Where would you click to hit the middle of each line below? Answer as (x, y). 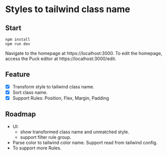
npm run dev (18, 44)
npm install (18, 39)
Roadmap (21, 114)
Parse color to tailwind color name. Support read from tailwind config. (85, 142)
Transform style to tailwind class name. (53, 86)
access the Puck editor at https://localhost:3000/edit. (61, 59)
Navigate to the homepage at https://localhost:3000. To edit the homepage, (84, 53)
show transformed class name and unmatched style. (75, 132)
